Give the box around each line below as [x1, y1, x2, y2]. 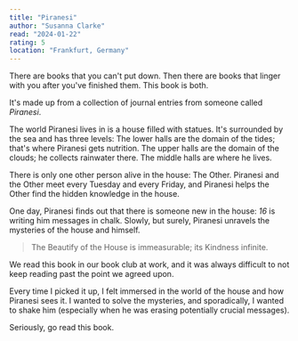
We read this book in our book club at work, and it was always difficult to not [9, 259, 290, 270]
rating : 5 [9, 37, 46, 47]
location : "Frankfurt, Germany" [9, 46, 129, 55]
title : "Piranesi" [9, 12, 77, 22]
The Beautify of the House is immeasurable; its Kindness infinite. [30, 242, 269, 253]
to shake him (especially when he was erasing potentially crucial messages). [9, 304, 290, 316]
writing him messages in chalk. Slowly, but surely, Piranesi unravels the [9, 215, 270, 226]
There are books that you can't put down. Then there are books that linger [9, 70, 281, 81]
